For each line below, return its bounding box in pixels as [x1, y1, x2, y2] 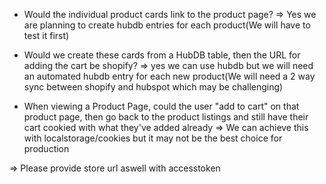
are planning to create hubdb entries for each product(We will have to [23, 19, 311, 31]
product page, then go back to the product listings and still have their [23, 111, 309, 123]
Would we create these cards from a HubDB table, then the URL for [23, 49, 301, 61]
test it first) [23, 30, 70, 41]
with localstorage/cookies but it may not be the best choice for [23, 132, 283, 144]
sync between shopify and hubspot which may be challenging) [23, 81, 284, 93]
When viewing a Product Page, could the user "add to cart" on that [23, 100, 300, 112]
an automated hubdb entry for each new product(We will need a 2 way [23, 70, 316, 82]
